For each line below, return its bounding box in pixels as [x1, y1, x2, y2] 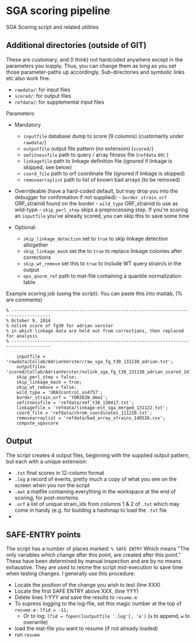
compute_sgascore [16, 420, 59, 426]
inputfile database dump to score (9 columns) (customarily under [23, 132, 184, 139]
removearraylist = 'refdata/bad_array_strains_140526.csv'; [16, 415, 166, 421]
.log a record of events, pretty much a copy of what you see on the [14, 476, 177, 483]
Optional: [14, 224, 37, 231]
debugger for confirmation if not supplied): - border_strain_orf [14, 193, 167, 200]
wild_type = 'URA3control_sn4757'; [16, 389, 103, 395]
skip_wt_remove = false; [16, 384, 77, 390]
